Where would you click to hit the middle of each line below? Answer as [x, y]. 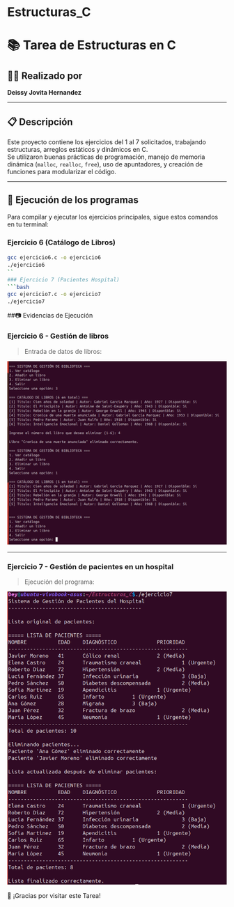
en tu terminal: [28, 224]
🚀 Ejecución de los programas [73, 200]
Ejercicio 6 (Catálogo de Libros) [62, 242]
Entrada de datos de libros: [63, 351]
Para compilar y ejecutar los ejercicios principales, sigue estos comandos [112, 217]
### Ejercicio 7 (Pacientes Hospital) [63, 279]
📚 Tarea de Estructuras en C [92, 45]
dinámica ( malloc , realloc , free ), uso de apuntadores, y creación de [105, 164]
